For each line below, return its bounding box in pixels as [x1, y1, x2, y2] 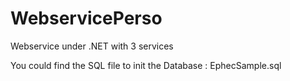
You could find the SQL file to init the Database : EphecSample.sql [10, 59, 282, 71]
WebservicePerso [10, 7, 163, 30]
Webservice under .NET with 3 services [10, 40, 174, 52]
